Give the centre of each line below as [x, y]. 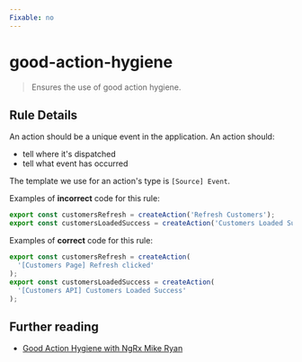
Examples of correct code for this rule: [81, 241]
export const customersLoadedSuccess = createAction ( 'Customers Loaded [146, 224]
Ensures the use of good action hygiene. [106, 87]
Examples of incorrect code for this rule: [84, 199]
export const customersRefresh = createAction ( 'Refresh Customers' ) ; [142, 215]
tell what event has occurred [75, 163]
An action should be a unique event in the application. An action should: [142, 137]
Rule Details [44, 115]
